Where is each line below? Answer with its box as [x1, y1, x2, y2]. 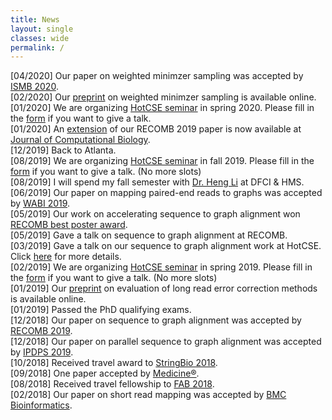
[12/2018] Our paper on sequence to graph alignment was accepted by [10, 314, 302, 326]
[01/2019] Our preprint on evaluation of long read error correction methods [10, 282, 318, 295]
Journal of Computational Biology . [10, 134, 151, 146]
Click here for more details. [10, 251, 122, 263]
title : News [10, 14, 60, 25]
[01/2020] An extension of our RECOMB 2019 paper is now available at [10, 123, 302, 135]
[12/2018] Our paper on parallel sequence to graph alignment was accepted [10, 336, 322, 348]
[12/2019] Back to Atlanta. [10, 144, 117, 156]
